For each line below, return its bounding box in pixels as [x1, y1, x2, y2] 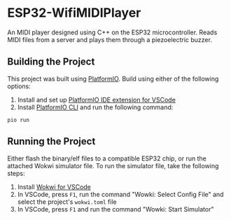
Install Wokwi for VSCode [17, 182, 91, 191]
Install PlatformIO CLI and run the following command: [17, 103, 174, 111]
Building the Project [7, 56, 95, 68]
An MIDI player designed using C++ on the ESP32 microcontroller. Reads [7, 28, 218, 36]
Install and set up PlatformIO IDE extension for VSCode [17, 95, 176, 104]
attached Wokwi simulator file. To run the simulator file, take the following [7, 161, 219, 170]
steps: [7, 169, 25, 177]
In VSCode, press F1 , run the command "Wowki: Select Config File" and [17, 190, 224, 198]
